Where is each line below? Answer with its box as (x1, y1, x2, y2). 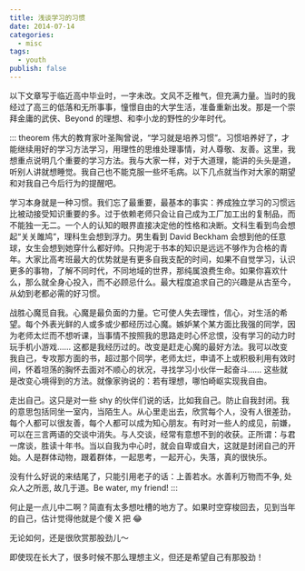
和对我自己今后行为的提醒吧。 (9, 177, 121, 188)
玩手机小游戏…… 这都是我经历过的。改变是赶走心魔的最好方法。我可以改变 (9, 341, 289, 352)
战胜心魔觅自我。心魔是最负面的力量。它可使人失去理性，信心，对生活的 (9, 306, 280, 318)
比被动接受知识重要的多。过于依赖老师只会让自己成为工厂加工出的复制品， (9, 208, 288, 219)
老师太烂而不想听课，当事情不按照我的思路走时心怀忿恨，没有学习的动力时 (16, 329, 296, 341)
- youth (17, 55, 47, 65)
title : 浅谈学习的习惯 (9, 13, 86, 23)
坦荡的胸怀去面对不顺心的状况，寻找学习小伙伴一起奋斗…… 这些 (40, 364, 280, 375)
